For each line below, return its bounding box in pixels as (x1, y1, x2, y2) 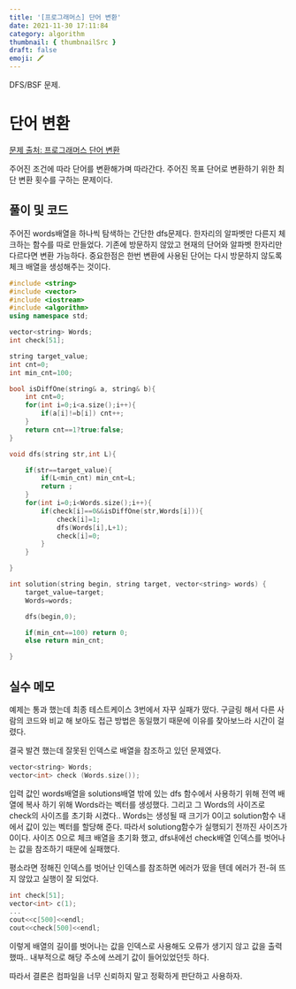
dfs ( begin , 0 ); (25, 612, 77, 621)
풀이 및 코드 (9, 203, 69, 218)
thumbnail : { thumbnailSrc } (9, 37, 117, 47)
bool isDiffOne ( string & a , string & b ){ (9, 384, 156, 394)
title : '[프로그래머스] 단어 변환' (9, 12, 122, 22)
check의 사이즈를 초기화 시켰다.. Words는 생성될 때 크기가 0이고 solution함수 (9, 810, 277, 821)
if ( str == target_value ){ (25, 465, 113, 474)
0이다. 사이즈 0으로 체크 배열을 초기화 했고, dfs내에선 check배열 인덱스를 (9, 832, 262, 843)
